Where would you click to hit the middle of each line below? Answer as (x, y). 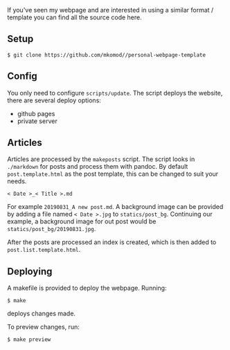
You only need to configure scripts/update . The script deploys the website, (115, 93)
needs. (17, 181)
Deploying (30, 271)
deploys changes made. (42, 313)
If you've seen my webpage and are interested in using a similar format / (110, 10)
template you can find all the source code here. (74, 17)
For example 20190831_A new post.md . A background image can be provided (115, 207)
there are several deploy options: (54, 100)
